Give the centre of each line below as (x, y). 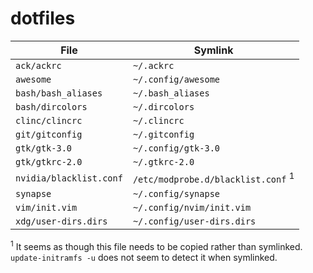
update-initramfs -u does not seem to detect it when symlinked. (144, 257)
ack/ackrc (38, 65)
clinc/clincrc (49, 120)
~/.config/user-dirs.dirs (194, 221)
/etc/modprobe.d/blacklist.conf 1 (213, 178)
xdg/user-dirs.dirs (61, 221)
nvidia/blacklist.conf (69, 178)
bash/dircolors (51, 106)
